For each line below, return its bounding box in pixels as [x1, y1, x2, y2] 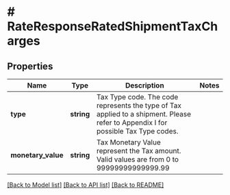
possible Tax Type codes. [96, 127, 179, 135]
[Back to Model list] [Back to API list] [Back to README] [7, 181, 164, 189]
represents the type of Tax [96, 101, 181, 110]
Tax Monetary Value [96, 138, 161, 147]
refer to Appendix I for [96, 118, 168, 127]
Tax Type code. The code [96, 92, 179, 101]
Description [125, 81, 164, 90]
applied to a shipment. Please [96, 109, 192, 118]
